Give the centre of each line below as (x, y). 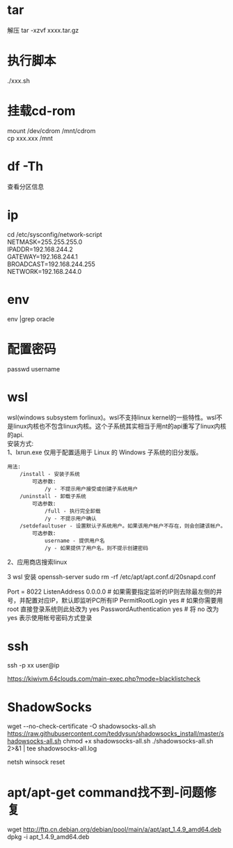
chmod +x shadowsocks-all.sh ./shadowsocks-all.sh (138, 741)
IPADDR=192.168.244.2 (40, 249)
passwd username (34, 369)
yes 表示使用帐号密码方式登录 (50, 617)
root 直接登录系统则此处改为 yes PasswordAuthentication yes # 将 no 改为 (113, 609)
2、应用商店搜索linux (37, 562)
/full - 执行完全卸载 (72, 511)
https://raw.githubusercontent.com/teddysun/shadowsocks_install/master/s (116, 734)
